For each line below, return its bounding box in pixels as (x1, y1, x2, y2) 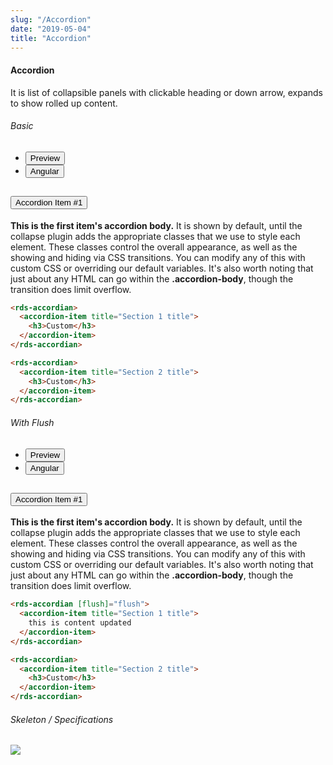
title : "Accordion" (10, 33, 92, 43)
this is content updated (28, 618, 132, 628)
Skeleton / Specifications (10, 713, 114, 725)
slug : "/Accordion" (10, 14, 92, 25)
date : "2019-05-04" (10, 24, 92, 34)
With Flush (10, 416, 55, 428)
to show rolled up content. (10, 97, 118, 109)
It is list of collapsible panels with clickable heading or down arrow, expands (10, 86, 324, 98)
